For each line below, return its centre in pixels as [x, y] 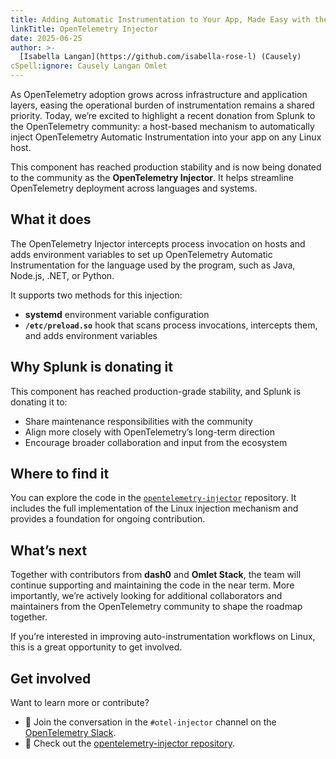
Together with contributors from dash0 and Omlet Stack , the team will [156, 575]
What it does [51, 219]
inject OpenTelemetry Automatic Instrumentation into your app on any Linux [166, 137]
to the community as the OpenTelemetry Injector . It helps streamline [152, 177]
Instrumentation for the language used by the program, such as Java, [153, 265]
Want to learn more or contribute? [80, 703]
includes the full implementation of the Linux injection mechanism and [154, 508]
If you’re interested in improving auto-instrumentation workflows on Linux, [163, 637]
